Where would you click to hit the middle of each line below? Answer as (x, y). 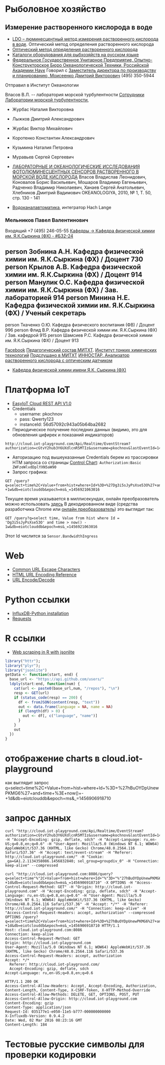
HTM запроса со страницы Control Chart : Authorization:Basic (77, 463)
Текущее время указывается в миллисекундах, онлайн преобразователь (82, 499)
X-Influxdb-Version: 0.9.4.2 (35, 1016)
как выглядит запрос (27, 782)
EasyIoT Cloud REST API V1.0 (42, 404)
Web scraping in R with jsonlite (43, 652)
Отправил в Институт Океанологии (42, 85)
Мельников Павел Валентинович (47, 220)
